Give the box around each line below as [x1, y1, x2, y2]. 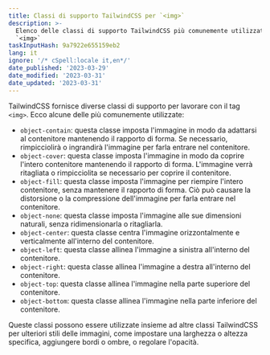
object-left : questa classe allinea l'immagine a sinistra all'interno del [19, 244, 251, 254]
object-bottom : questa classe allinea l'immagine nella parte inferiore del [19, 296, 257, 305]
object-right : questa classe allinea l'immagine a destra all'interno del [19, 262, 251, 271]
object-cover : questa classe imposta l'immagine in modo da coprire [19, 150, 245, 161]
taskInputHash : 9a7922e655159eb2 [8, 42, 121, 50]
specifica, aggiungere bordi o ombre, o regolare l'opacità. [8, 337, 199, 346]
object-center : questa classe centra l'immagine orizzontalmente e [19, 227, 240, 237]
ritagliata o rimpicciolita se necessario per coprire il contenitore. [19, 168, 231, 177]
